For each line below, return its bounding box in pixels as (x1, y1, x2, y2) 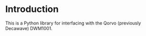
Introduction (5, 3, 59, 15)
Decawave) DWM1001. (5, 25, 52, 31)
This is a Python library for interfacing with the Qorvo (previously (5, 20, 141, 26)
